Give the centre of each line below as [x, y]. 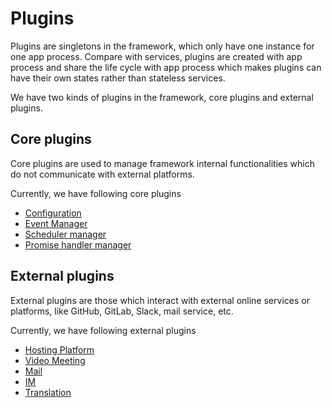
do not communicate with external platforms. [102, 174]
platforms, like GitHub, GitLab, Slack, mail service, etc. [122, 311]
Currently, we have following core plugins [96, 193]
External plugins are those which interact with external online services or [160, 300]
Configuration [53, 213]
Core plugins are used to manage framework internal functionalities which [162, 163]
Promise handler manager [78, 244]
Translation [48, 392]
